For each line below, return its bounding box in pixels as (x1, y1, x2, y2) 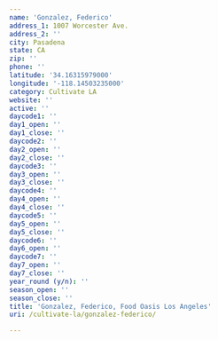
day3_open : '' (9, 170, 62, 178)
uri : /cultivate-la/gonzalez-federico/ (9, 310, 157, 320)
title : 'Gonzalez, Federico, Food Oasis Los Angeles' (9, 302, 213, 311)
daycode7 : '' (9, 252, 58, 262)
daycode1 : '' (9, 112, 58, 121)
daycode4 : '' (9, 186, 58, 195)
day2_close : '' (9, 153, 66, 162)
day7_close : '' (9, 269, 66, 278)
